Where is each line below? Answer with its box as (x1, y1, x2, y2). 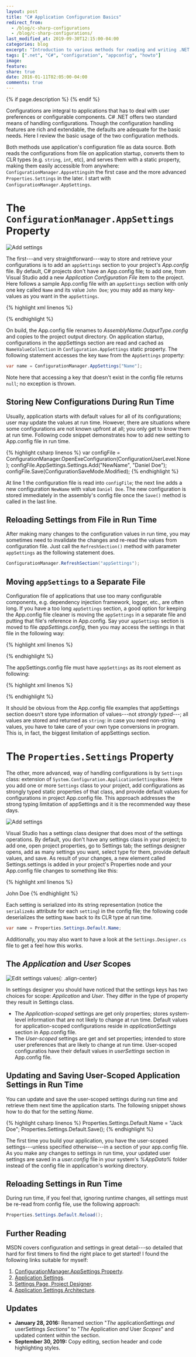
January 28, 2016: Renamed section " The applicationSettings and (14, 1319, 175, 1326)
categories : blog (6, 42, 49, 48)
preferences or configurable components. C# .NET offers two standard (6, 113, 177, 120)
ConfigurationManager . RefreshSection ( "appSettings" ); (6, 561, 140, 567)
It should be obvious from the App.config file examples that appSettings (6, 705, 180, 712)
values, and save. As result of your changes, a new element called (6, 855, 166, 862)
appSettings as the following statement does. (6, 549, 115, 556)
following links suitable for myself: (6, 1257, 88, 1264)
